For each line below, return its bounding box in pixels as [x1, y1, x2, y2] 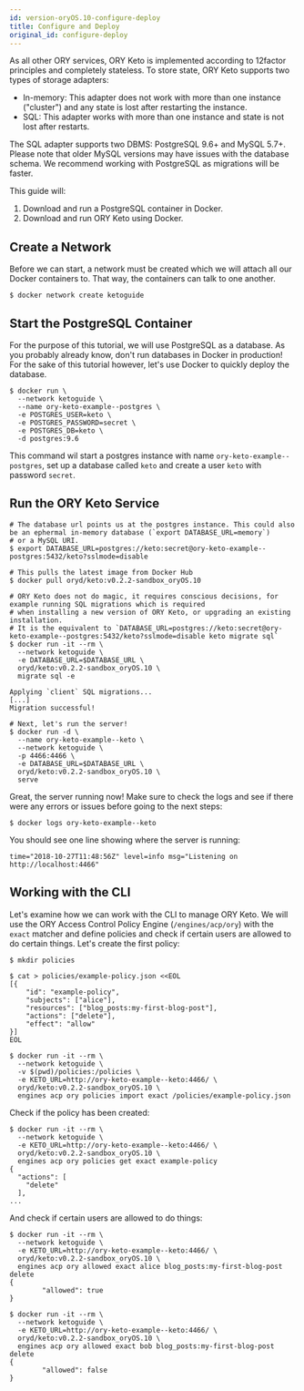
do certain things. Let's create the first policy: [9, 937, 180, 948]
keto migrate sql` [208, 631, 279, 640]
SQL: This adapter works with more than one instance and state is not [22, 111, 285, 123]
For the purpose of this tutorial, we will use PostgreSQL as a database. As [9, 340, 286, 351]
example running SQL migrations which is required [9, 599, 206, 609]
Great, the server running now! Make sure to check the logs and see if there [9, 791, 294, 802]
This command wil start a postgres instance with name [9, 450, 215, 461]
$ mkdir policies [9, 956, 76, 965]
